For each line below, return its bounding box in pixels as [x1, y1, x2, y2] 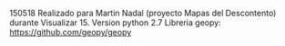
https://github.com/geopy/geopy [9, 27, 132, 37]
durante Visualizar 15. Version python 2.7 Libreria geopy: [9, 17, 221, 28]
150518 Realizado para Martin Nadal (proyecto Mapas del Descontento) [9, 8, 277, 18]
